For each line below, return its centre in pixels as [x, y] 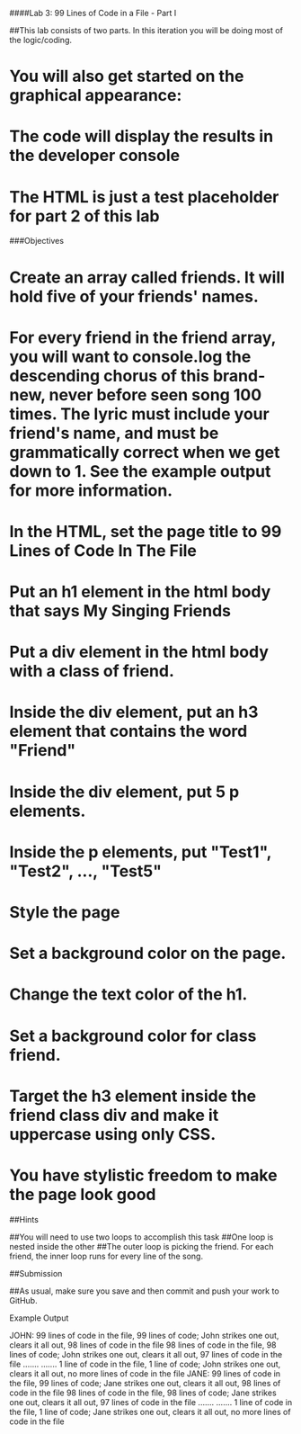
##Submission [36, 1273]
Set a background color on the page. [148, 954]
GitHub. [23, 1300]
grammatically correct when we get [145, 452]
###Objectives [37, 241]
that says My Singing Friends [120, 611]
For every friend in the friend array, [143, 337]
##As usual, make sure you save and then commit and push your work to [145, 1291]
